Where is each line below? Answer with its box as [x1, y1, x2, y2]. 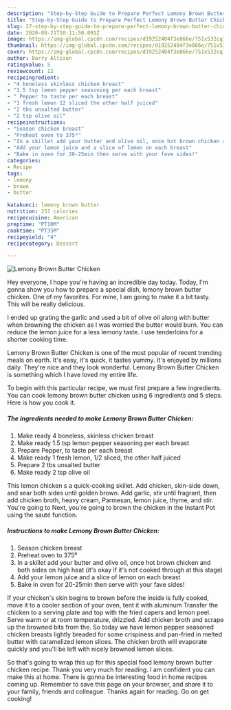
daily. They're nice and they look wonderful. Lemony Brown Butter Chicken [7, 363, 219, 372]
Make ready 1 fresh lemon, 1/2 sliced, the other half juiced [16, 453, 181, 462]
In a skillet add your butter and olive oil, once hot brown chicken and [16, 559, 211, 567]
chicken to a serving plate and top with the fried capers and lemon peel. [7, 608, 211, 616]
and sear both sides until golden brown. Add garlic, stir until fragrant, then [7, 489, 217, 497]
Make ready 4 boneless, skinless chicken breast [16, 431, 154, 440]
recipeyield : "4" [7, 233, 57, 241]
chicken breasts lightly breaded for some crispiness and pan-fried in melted [7, 630, 223, 638]
